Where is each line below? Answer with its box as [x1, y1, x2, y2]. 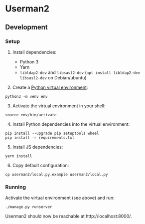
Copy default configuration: [12, 162, 69, 168]
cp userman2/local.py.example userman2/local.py [5, 172, 108, 177]
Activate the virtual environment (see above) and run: [5, 195, 115, 201]
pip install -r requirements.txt [5, 135, 75, 140]
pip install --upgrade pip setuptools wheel [5, 131, 99, 136]
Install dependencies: [12, 49, 57, 55]
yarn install [5, 153, 32, 159]
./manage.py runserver [5, 205, 52, 210]
